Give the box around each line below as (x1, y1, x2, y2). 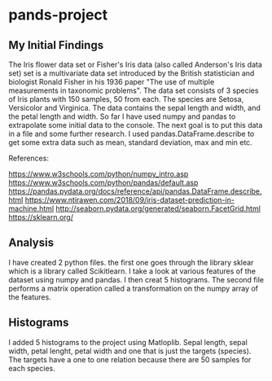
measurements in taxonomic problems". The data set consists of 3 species (8, 85, 259, 95)
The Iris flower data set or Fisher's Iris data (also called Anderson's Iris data (8, 59, 263, 69)
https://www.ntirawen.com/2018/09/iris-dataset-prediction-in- (24, 195, 235, 204)
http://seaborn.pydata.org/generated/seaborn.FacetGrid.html (55, 204, 261, 213)
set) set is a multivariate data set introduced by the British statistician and (8, 68, 255, 78)
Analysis (8, 236, 55, 250)
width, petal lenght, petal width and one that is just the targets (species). (8, 346, 252, 356)
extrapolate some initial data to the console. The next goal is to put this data (8, 120, 263, 129)
